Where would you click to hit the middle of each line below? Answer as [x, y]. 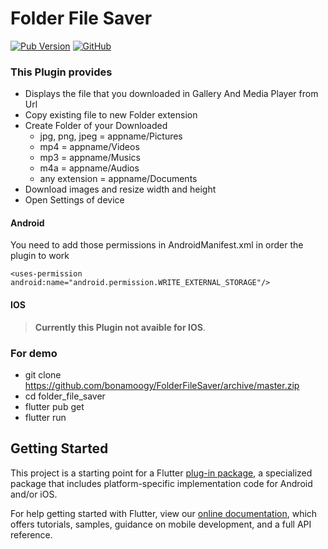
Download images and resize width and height [120, 189]
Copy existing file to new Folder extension [111, 115]
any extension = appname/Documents [118, 179]
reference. [31, 534]
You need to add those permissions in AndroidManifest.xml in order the [157, 245]
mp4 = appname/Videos [89, 147]
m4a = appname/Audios [89, 168]
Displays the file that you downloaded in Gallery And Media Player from [171, 94]
